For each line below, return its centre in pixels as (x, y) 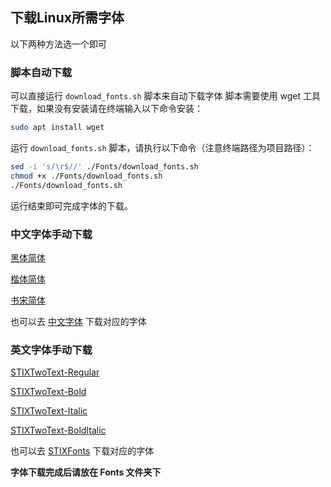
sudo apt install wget (57, 128)
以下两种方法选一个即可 (58, 44)
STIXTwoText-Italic (49, 411)
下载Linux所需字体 (67, 18)
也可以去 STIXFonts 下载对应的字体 (82, 451)
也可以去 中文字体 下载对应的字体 (78, 321)
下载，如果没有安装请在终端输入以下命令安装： (106, 109)
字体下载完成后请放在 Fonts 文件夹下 (86, 472)
